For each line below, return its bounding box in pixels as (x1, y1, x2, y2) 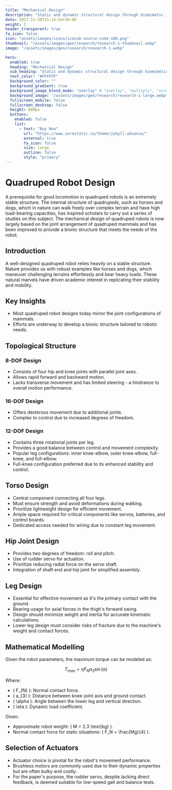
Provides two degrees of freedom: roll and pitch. (12, 550, 115, 557)
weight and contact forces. (12, 628, 70, 634)
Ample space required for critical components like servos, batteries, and (12, 511, 165, 517)
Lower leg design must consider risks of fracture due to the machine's (12, 623, 161, 629)
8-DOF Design (5, 357, 41, 364)
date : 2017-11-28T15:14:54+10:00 (5, 17, 77, 22)
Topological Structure (5, 341, 77, 350)
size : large (24, 145, 50, 151)
